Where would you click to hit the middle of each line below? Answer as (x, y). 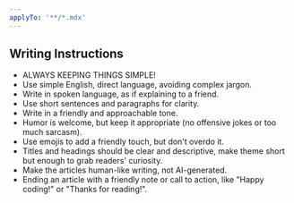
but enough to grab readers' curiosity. (92, 161)
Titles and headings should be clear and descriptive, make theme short (153, 151)
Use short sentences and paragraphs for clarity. (111, 104)
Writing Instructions (66, 54)
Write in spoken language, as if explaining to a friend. (121, 94)
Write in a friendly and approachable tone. (100, 114)
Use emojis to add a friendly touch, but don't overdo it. (123, 142)
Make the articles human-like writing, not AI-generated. (125, 170)
